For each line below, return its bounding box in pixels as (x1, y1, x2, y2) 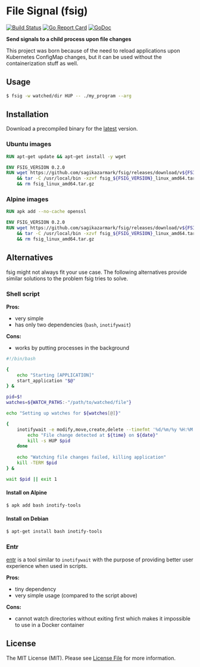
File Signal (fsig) (6, 4, 88, 18)
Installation (6, 109, 49, 120)
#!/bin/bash (6, 356, 36, 362)
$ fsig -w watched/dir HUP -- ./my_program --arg (6, 92, 132, 99)
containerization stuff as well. (6, 60, 79, 67)
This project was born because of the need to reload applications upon (6, 47, 180, 54)
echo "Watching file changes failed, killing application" (17, 455, 167, 461)
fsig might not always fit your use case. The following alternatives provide (6, 268, 187, 276)
